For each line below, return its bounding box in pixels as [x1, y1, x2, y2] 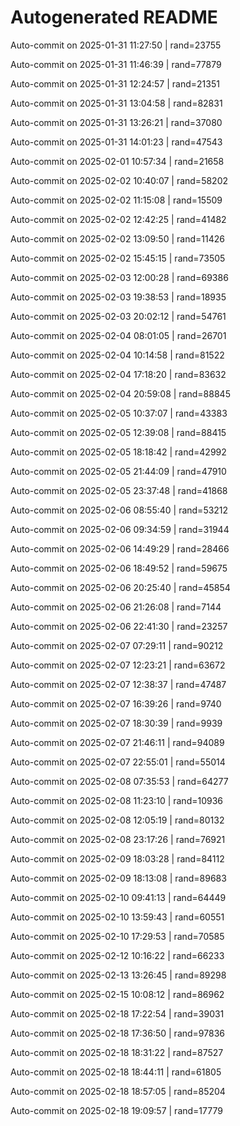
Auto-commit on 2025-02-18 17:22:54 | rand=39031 [10, 1007, 225, 1020]
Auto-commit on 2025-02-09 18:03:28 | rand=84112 [10, 852, 225, 865]
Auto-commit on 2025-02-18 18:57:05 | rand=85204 [10, 1085, 226, 1097]
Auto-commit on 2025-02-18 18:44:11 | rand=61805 [10, 1066, 222, 1078]
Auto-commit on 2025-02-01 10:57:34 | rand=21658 [10, 155, 225, 167]
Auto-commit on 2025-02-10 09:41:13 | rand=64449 [10, 891, 227, 903]
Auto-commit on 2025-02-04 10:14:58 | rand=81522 [10, 349, 225, 361]
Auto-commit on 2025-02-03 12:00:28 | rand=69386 [10, 271, 229, 283]
